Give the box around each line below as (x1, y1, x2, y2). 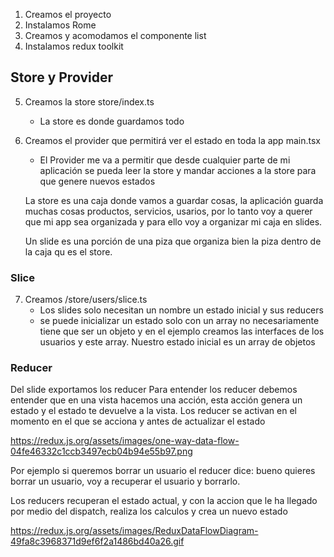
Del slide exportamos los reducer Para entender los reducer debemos (10, 384, 298, 396)
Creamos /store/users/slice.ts (24, 294, 148, 306)
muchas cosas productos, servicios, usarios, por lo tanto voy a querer (24, 205, 313, 217)
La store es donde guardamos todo (39, 115, 185, 127)
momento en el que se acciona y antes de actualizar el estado (10, 415, 266, 428)
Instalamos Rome (24, 19, 97, 31)
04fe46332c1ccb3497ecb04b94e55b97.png (10, 445, 193, 458)
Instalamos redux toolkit (24, 40, 124, 52)
